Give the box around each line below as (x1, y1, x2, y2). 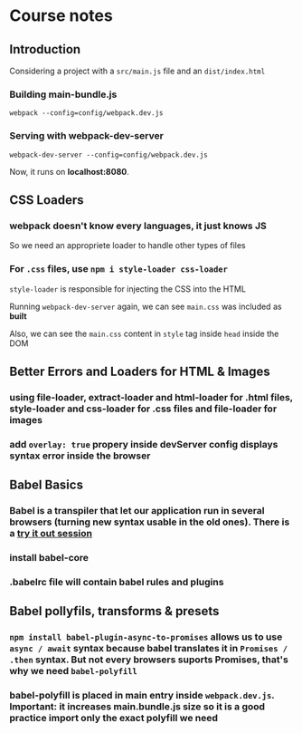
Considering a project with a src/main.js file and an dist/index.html (9, 65, 266, 76)
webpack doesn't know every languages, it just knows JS (9, 219, 267, 232)
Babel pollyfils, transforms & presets (9, 603, 220, 619)
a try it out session (9, 527, 93, 540)
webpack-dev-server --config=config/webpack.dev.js (9, 150, 208, 159)
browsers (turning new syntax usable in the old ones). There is (9, 516, 290, 528)
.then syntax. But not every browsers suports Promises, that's (9, 653, 289, 666)
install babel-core (9, 552, 89, 564)
